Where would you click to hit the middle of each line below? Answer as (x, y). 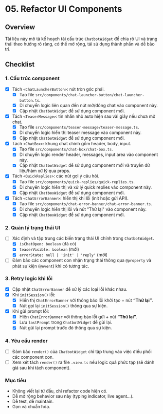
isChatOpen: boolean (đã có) (48, 244)
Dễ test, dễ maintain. (33, 401)
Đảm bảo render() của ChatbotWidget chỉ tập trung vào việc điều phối (82, 351)
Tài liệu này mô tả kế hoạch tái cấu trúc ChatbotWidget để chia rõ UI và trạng (81, 39)
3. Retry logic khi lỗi (29, 279)
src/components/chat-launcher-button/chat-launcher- (90, 95)
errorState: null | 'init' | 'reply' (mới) (63, 255)
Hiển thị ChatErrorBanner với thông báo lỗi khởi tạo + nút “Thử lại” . (86, 300)
